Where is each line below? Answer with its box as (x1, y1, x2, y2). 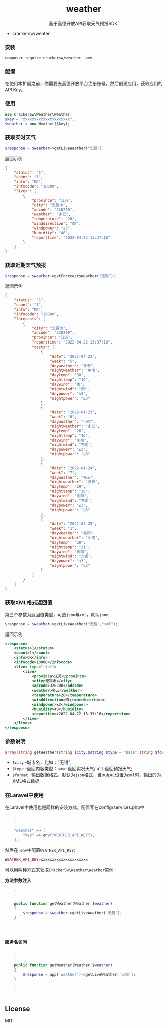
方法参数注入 (5, 877, 31, 883)
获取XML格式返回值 (5, 599, 53, 606)
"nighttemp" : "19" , (49, 377, 91, 382)
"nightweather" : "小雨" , (49, 535, 100, 540)
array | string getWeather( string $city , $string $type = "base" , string (5, 750, 153, 755)
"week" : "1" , (49, 526, 77, 531)
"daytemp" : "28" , (49, 540, 86, 545)
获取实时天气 (5, 134, 36, 141)
